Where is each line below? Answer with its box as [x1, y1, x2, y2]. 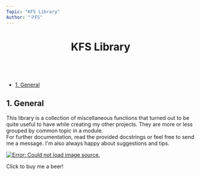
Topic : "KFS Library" [6, 8, 60, 15]
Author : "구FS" [6, 14, 43, 20]
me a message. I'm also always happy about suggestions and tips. [6, 140, 170, 147]
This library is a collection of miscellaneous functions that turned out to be [6, 114, 190, 121]
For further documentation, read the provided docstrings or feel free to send [6, 133, 195, 140]
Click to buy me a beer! [6, 162, 64, 170]
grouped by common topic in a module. [6, 126, 104, 134]
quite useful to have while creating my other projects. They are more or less [6, 121, 193, 128]
